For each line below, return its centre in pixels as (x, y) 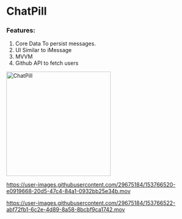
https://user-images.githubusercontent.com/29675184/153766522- (91, 203)
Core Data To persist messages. (56, 43)
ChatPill (27, 11)
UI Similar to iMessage (43, 50)
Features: (21, 31)
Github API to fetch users (47, 63)
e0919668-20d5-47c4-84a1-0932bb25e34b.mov (69, 191)
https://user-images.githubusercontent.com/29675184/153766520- (91, 185)
